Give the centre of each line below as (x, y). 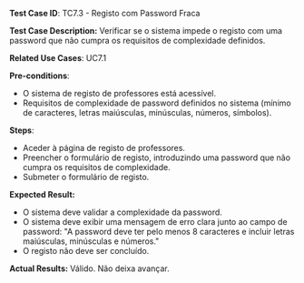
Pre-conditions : (39, 76)
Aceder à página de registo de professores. (104, 148)
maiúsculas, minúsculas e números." (91, 241)
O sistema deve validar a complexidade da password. (122, 212)
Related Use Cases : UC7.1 (58, 58)
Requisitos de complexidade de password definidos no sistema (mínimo (157, 103)
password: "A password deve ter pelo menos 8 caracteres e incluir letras (158, 232)
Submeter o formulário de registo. (86, 177)
